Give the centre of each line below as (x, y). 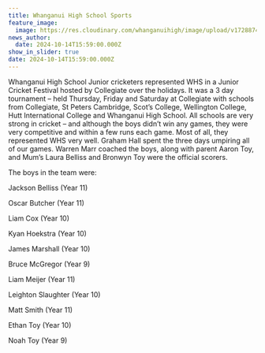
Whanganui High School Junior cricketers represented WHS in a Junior (123, 82)
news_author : (30, 37)
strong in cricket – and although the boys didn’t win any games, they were (128, 124)
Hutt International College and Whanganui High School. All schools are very (131, 115)
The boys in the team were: (52, 172)
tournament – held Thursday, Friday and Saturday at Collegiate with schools (131, 98)
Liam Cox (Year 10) (39, 218)
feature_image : (33, 23)
